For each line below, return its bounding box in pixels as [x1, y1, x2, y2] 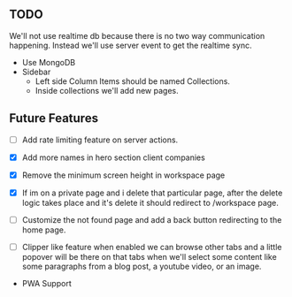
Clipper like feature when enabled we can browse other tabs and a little [21, 241, 282, 252]
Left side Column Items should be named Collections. [35, 75, 230, 87]
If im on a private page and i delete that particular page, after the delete [21, 187, 283, 198]
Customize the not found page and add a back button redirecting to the [21, 214, 282, 225]
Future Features [9, 110, 99, 126]
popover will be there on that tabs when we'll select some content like [21, 252, 277, 262]
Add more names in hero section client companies [21, 152, 205, 163]
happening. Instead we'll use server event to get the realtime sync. [9, 40, 252, 50]
